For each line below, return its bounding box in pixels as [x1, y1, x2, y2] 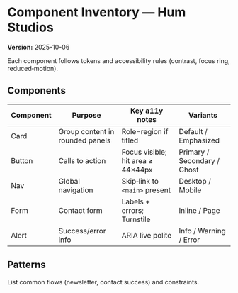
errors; [121, 205, 144, 215]
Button [11, 155, 33, 165]
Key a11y [130, 106, 164, 116]
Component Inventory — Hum [7, 4, 186, 21]
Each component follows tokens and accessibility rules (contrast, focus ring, [7, 56, 230, 65]
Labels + [121, 197, 151, 206]
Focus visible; [121, 147, 168, 157]
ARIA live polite [121, 230, 172, 240]
